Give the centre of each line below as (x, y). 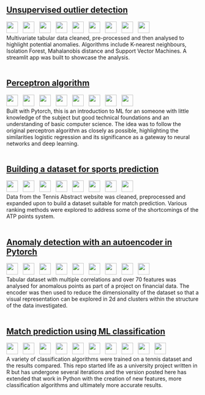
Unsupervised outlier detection (67, 10)
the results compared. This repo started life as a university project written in (102, 366)
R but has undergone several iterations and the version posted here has (96, 372)
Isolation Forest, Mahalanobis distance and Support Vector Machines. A (96, 51)
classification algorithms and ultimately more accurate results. (85, 385)
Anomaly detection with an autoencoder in (89, 242)
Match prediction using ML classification (86, 331)
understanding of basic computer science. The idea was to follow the (94, 124)
